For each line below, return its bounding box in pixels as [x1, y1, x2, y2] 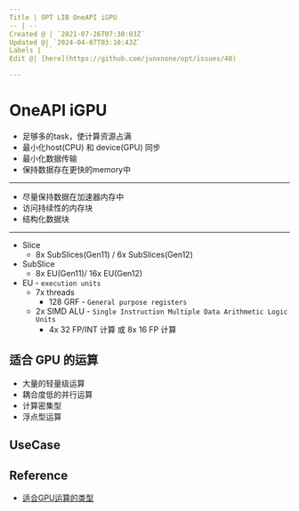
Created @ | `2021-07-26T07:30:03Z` [9, 29, 145, 38]
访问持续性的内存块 [21, 202, 93, 213]
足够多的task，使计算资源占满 [21, 131, 132, 141]
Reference [9, 467, 69, 483]
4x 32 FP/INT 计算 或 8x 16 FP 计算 [48, 323, 177, 334]
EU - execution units [21, 277, 101, 288]
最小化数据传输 [21, 153, 77, 164]
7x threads [35, 286, 76, 298]
